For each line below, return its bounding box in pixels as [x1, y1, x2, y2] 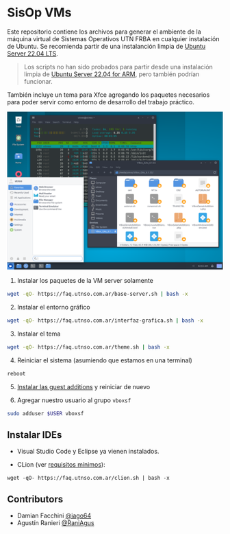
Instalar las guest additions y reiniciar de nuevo [16, 382, 151, 391]
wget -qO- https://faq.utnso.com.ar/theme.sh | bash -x [7, 343, 170, 351]
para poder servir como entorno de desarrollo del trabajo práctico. [7, 97, 195, 106]
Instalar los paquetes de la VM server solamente [16, 277, 154, 285]
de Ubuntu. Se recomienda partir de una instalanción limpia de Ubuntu [7, 42, 206, 50]
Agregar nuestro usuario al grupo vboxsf [16, 396, 131, 404]
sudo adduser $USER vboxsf [7, 410, 84, 417]
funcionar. [23, 77, 53, 85]
